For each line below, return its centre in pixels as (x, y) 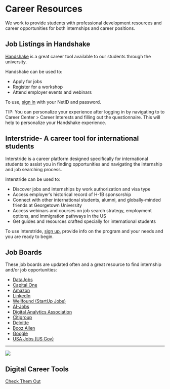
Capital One (25, 285)
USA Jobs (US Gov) (33, 339)
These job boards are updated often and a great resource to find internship (83, 264)
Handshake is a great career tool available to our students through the (78, 56)
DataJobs (23, 280)
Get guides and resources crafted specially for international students (84, 221)
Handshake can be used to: (34, 71)
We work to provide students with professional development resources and (83, 23)
